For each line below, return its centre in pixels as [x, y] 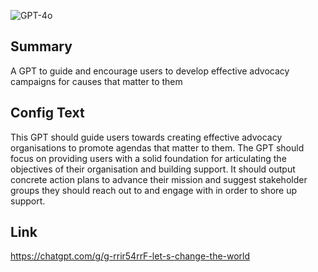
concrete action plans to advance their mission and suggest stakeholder [159, 179]
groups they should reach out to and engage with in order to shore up [154, 190]
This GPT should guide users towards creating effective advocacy [146, 137]
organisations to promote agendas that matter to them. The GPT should [157, 147]
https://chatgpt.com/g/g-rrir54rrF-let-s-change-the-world [130, 256]
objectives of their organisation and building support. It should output [153, 169]
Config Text [47, 113]
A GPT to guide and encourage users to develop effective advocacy [150, 71]
